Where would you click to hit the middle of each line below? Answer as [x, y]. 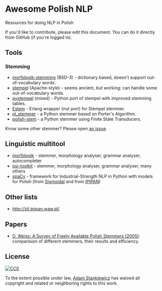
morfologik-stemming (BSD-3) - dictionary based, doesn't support [79, 77]
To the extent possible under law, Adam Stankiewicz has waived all [73, 278]
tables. [19, 103]
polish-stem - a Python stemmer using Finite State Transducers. [77, 119]
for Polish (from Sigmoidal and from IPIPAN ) [56, 182]
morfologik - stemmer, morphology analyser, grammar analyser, [76, 156]
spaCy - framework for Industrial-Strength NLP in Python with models [82, 176]
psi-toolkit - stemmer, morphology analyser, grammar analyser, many [82, 166]
